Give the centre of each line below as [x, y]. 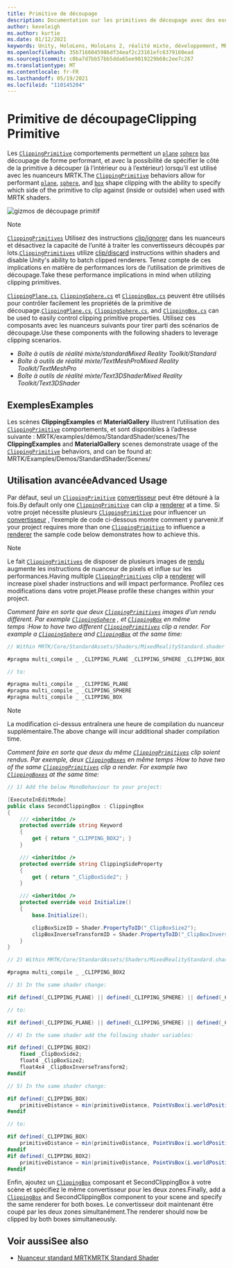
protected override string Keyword [71, 826]
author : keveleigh [34, 26]
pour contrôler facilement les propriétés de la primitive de [89, 303]
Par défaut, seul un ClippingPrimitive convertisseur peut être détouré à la [113, 497]
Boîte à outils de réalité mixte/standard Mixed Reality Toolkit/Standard [117, 354]
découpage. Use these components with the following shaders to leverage [113, 333]
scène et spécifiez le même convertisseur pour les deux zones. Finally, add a [116, 1189]
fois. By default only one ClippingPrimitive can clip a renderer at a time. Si [114, 504]
